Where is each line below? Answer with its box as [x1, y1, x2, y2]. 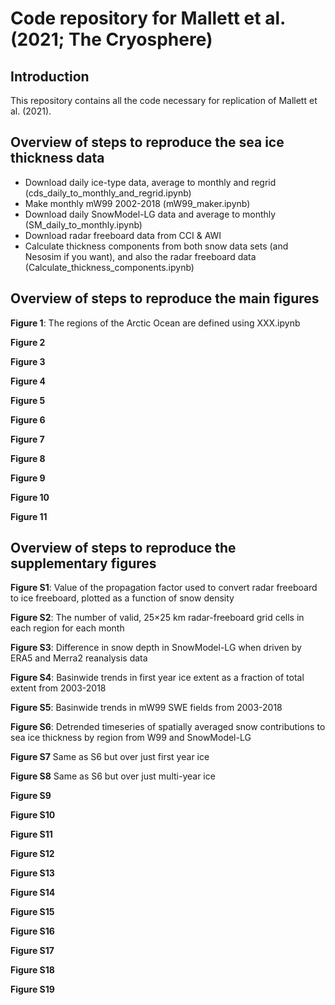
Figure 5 [10, 394, 46, 406]
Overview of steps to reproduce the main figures [10, 290, 320, 307]
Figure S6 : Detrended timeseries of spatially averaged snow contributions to [10, 721, 326, 733]
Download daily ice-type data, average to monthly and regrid [24, 176, 277, 188]
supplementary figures [10, 555, 157, 572]
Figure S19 [10, 983, 55, 996]
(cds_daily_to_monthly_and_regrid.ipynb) [24, 187, 192, 199]
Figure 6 [10, 413, 46, 426]
